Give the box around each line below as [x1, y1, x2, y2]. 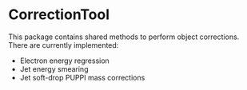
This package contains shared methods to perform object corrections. [8, 32, 240, 41]
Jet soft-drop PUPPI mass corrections [19, 72, 145, 82]
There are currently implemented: [8, 40, 119, 49]
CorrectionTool [8, 6, 110, 24]
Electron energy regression [19, 56, 110, 65]
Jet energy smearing [19, 64, 89, 73]
